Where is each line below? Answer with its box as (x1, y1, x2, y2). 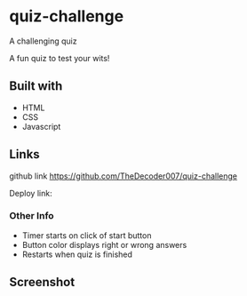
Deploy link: (9, 188, 52, 198)
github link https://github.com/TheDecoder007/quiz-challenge (9, 171, 238, 181)
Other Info (9, 210, 55, 222)
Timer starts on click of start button (21, 229, 152, 241)
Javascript (21, 121, 61, 132)
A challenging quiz (9, 36, 77, 46)
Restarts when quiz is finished (21, 249, 133, 260)
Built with (9, 78, 63, 94)
